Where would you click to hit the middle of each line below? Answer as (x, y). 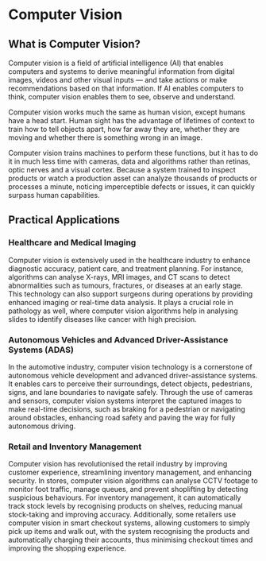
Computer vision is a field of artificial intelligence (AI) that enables (116, 63)
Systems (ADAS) (41, 350)
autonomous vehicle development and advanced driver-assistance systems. (133, 375)
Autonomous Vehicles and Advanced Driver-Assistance (118, 339)
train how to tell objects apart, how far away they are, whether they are (124, 129)
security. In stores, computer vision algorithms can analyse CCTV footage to (133, 481)
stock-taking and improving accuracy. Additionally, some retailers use (122, 515)
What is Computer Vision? (75, 44)
